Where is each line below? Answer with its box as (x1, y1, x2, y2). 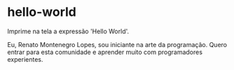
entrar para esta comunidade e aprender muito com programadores (7, 48, 203, 56)
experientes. (7, 55, 43, 63)
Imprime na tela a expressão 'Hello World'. (7, 27, 130, 35)
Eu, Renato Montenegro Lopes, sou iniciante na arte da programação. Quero (7, 40, 228, 49)
